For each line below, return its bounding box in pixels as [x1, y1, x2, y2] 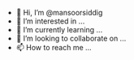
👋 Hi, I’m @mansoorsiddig [15, 8, 103, 17]
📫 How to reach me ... [15, 43, 92, 52]
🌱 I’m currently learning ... [15, 25, 103, 34]
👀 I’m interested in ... [15, 16, 85, 26]
